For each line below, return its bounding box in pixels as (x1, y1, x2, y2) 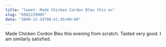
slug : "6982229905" (5, 12, 47, 17)
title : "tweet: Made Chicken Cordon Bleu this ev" (5, 7, 115, 13)
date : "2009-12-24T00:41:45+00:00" (5, 17, 81, 22)
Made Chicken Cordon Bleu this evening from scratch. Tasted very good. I (5, 31, 161, 37)
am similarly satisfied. (5, 36, 51, 42)
